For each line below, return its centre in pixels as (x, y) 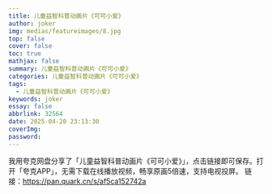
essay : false (30, 106)
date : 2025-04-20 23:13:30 (54, 122)
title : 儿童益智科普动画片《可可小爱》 (66, 16)
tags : (17, 84)
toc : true (25, 54)
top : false (27, 39)
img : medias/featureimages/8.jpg (65, 31)
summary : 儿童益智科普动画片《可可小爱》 (70, 69)
